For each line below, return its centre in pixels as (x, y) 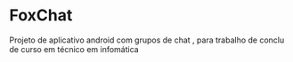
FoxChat (41, 15)
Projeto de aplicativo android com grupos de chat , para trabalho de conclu (147, 40)
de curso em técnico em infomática (74, 49)
